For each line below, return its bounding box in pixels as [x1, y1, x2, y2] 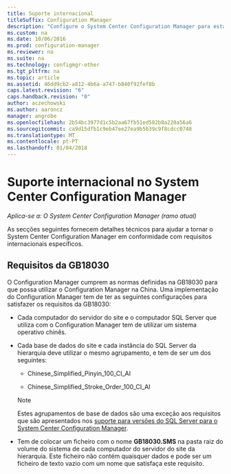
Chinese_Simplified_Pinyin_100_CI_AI [27, 369, 131, 378]
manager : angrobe [7, 112, 57, 119]
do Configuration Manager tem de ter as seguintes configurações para [7, 292, 208, 300]
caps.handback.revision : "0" [7, 94, 91, 101]
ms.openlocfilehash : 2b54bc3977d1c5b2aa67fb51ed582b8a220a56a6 [7, 118, 192, 126]
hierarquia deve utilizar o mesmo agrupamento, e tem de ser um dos [16, 349, 211, 357]
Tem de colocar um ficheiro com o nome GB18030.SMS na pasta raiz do [16, 437, 223, 445]
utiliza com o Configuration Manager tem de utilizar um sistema [16, 320, 197, 329]
